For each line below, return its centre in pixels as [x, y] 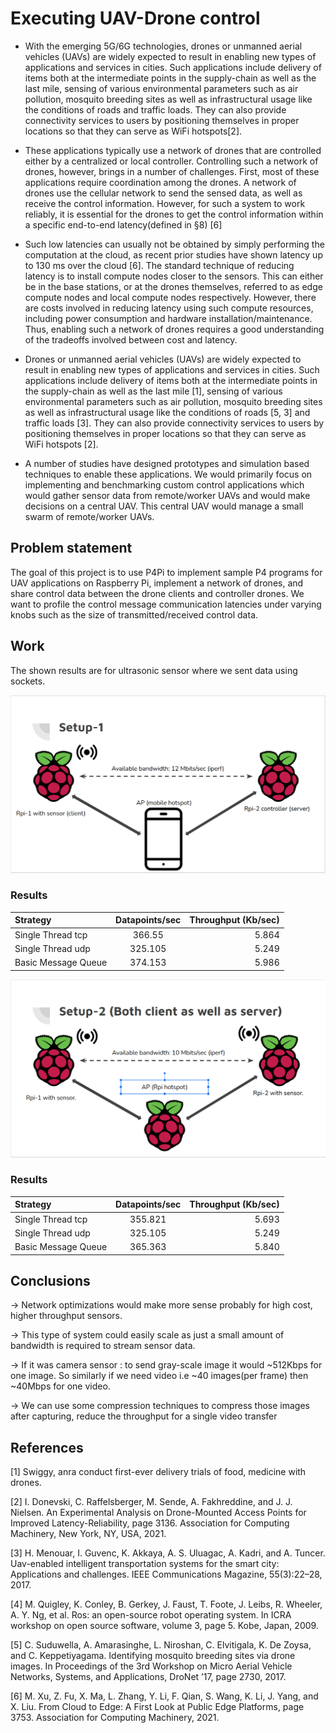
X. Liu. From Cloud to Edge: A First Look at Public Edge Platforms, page [157, 1707]
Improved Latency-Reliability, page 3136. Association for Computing [150, 1523]
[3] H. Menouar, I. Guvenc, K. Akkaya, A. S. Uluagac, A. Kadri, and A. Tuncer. [168, 1553]
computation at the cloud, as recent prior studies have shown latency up [173, 254]
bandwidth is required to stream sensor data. [103, 1346]
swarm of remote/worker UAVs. [89, 516]
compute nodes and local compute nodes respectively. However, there [170, 297]
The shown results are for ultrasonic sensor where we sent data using [154, 670]
